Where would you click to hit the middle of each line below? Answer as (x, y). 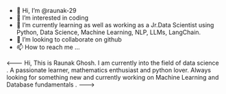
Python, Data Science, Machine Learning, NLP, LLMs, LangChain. (109, 32)
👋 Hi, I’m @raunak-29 (46, 11)
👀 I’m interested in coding (52, 18)
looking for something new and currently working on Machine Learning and (113, 77)
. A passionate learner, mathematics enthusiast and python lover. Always (109, 70)
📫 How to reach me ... (48, 47)
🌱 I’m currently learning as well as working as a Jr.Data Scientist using (115, 25)
